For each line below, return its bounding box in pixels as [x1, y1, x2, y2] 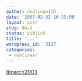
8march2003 [6, 68, 37, 75]
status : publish [6, 31, 46, 36]
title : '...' [6, 36, 38, 42]
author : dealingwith [6, 8, 57, 15]
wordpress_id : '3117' [6, 42, 59, 48]
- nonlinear [8, 52, 38, 58]
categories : [6, 47, 35, 53]
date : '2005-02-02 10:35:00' [6, 14, 77, 20]
